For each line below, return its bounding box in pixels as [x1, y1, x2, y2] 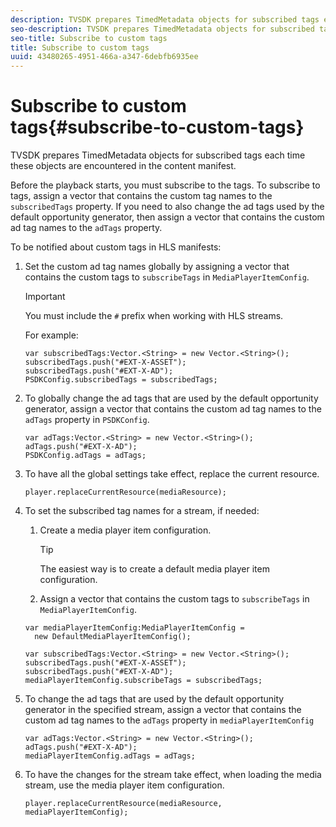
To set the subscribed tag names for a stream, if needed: [24, 505, 260, 517]
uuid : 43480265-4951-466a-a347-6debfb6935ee [10, 52, 199, 62]
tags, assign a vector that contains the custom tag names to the [10, 190, 273, 202]
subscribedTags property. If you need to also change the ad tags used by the [10, 201, 325, 213]
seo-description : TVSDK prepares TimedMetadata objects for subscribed [10, 24, 315, 34]
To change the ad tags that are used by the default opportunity [24, 693, 285, 705]
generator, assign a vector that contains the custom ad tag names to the [24, 403, 322, 415]
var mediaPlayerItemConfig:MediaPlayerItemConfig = [24, 623, 245, 633]
